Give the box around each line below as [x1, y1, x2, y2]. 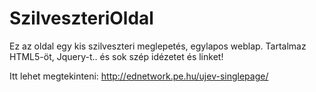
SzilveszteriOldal [9, 7, 154, 30]
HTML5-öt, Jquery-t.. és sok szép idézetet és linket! [9, 50, 224, 62]
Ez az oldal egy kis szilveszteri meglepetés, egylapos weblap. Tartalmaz [9, 40, 307, 52]
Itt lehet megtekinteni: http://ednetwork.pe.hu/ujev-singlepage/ [9, 70, 269, 82]
